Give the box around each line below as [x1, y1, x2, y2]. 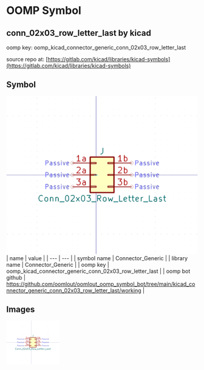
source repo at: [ [6, 56, 48, 62]
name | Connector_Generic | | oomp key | [6, 261, 109, 268]
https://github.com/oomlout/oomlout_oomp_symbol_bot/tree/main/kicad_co [6, 280, 195, 288]
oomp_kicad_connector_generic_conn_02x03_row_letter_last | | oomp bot [6, 267, 191, 275]
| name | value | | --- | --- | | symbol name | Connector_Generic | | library [6, 254, 188, 261]
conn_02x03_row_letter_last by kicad [6, 28, 152, 38]
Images [6, 304, 35, 314]
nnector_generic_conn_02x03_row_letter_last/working [6, 286, 141, 294]
